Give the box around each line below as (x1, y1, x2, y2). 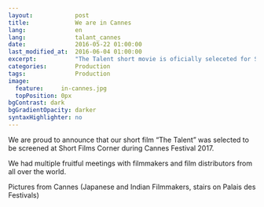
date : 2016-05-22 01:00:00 (8, 41, 143, 49)
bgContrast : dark (8, 99, 65, 107)
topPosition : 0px (15, 92, 72, 100)
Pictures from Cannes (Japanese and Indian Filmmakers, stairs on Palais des (8, 182, 256, 191)
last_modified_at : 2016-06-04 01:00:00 (8, 48, 143, 56)
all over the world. (8, 166, 67, 176)
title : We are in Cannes (8, 19, 132, 27)
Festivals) (8, 190, 39, 200)
